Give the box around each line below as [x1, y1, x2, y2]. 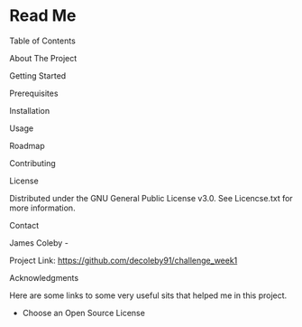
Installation [9, 105, 50, 116]
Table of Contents [9, 35, 77, 46]
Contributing [9, 157, 56, 168]
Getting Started [9, 70, 67, 81]
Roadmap [9, 140, 45, 151]
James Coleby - [9, 237, 69, 248]
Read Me [9, 5, 77, 26]
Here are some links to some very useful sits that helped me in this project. [9, 290, 288, 301]
